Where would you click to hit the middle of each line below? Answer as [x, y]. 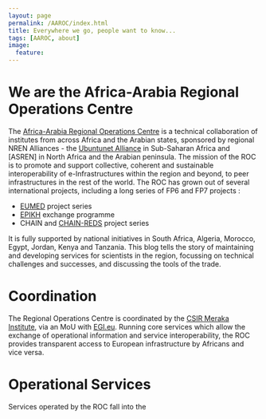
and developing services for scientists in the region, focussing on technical [131, 255]
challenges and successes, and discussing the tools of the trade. [115, 263]
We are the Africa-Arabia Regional [124, 92]
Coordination [53, 296]
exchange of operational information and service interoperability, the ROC [129, 335]
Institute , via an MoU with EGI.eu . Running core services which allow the [127, 326]
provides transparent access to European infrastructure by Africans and [126, 343]
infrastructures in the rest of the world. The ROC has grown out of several [129, 182]
